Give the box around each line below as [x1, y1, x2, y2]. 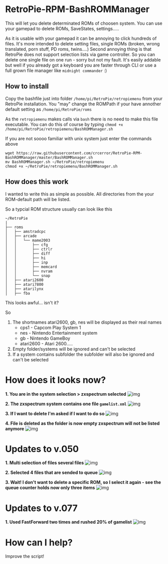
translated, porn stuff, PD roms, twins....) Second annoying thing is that [5, 46, 152, 52]
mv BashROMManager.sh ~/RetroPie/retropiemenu [5, 159, 104, 164]
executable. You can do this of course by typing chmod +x [5, 121, 123, 127]
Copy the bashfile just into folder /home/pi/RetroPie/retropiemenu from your [5, 95, 163, 101]
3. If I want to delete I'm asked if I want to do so [5, 410, 105, 416]
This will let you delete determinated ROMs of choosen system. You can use [5, 20, 163, 26]
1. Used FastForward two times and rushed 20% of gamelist [5, 519, 132, 525]
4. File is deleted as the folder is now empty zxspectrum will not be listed [5, 420, 160, 426]
